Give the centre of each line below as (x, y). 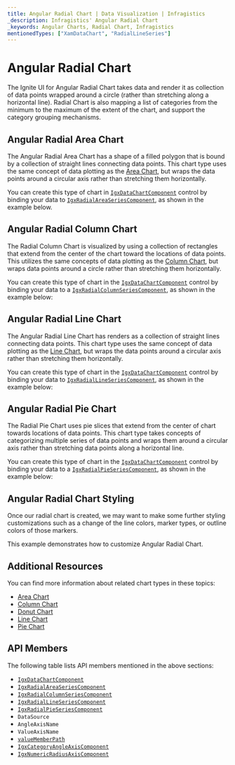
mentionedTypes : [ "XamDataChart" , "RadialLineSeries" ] (89, 33)
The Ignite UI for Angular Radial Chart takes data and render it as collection (116, 88)
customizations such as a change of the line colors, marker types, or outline (117, 523)
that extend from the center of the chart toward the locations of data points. (117, 253)
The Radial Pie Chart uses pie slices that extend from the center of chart (112, 426)
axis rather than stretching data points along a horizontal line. (96, 448)
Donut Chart (35, 612)
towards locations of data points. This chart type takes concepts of (104, 433)
